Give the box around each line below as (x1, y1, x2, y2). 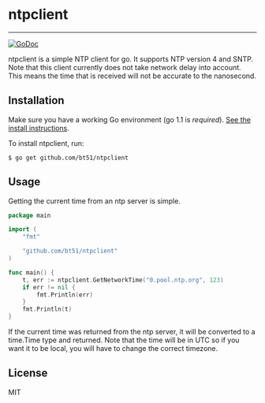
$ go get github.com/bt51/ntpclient (8, 154, 129, 162)
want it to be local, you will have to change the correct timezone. (8, 344, 218, 353)
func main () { (8, 268, 55, 277)
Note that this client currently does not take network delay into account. (8, 62, 242, 72)
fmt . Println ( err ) (36, 290, 93, 299)
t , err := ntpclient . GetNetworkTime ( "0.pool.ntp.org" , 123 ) (22, 276, 224, 284)
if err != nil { (22, 283, 77, 291)
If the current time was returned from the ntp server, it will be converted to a (8, 327, 256, 337)
